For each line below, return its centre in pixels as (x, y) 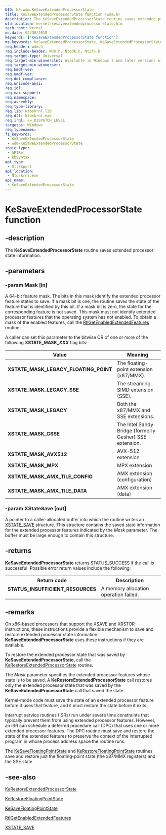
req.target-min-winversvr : (33, 65)
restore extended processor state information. (52, 635)
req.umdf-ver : (20, 74)
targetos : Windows (24, 125)
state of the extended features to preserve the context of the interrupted (79, 736)
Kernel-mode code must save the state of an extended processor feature (80, 700)
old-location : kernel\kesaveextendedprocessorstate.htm (64, 24)
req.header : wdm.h (24, 47)
